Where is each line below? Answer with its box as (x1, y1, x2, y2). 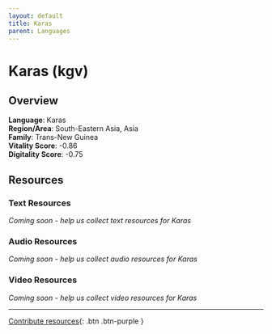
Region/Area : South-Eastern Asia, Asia (8, 124, 139, 133)
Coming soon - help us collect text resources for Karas (8, 216, 192, 226)
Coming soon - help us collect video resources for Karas (8, 293, 198, 302)
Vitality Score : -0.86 (8, 141, 78, 150)
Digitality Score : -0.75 (8, 150, 83, 159)
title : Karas (8, 19, 53, 27)
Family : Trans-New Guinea (8, 133, 99, 142)
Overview (8, 94, 59, 108)
